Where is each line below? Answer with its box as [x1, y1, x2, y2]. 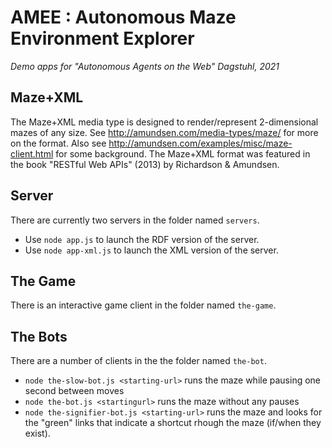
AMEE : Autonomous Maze [10, 6, 237, 29]
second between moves [24, 385, 125, 397]
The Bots [10, 328, 68, 345]
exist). [24, 427, 51, 440]
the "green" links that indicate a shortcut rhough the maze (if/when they [24, 417, 322, 429]
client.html [10, 147, 54, 160]
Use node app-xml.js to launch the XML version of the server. [24, 244, 279, 256]
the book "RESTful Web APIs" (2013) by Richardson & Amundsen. [10, 158, 280, 170]
